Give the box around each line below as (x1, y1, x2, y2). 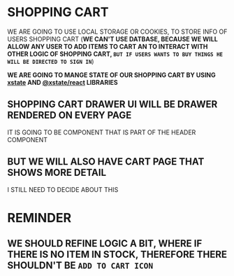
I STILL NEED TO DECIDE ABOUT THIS (7, 185, 119, 193)
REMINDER (7, 209, 72, 226)
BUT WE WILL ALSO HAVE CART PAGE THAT (7, 156, 205, 168)
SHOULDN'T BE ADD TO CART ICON (7, 260, 154, 272)
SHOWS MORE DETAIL (7, 167, 107, 179)
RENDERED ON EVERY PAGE (7, 109, 132, 121)
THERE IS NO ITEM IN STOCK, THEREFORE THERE (7, 249, 227, 261)
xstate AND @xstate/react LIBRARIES (7, 78, 118, 86)
